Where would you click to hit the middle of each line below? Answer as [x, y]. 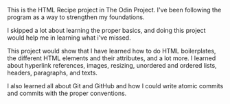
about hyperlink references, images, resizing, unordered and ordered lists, [112, 65]
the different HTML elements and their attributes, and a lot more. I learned [112, 58]
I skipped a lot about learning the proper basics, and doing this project [106, 30]
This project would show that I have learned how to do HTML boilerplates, [112, 51]
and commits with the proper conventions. [67, 93]
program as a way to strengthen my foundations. [76, 17]
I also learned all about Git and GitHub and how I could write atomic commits [115, 86]
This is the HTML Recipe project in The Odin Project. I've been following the [114, 10]
